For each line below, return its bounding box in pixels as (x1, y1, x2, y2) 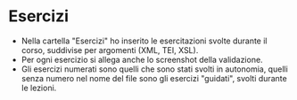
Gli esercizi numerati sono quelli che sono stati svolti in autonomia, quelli (21, 64, 289, 74)
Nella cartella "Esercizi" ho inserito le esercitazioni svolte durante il (21, 35, 268, 46)
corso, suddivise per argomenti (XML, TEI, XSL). (21, 44, 199, 55)
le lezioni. (21, 82, 57, 93)
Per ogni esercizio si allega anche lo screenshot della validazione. (21, 54, 264, 65)
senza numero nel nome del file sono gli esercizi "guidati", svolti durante (21, 73, 287, 83)
